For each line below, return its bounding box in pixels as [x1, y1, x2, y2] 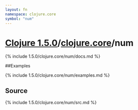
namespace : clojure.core [5, 12, 56, 17]
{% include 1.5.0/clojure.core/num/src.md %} [5, 100, 97, 106]
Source [5, 87, 28, 95]
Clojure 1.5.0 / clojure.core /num [5, 37, 134, 48]
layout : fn [5, 7, 28, 12]
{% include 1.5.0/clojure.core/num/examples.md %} [5, 72, 110, 78]
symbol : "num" [5, 16, 34, 21]
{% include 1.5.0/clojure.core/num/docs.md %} [5, 53, 101, 59]
